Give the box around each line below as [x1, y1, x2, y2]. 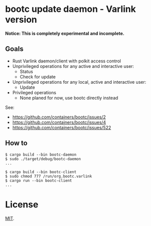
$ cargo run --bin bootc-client [5, 178, 72, 183]
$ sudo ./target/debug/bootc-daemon [5, 156, 81, 162]
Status [19, 68, 33, 74]
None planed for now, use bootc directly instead [19, 95, 118, 101]
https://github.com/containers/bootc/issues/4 [12, 119, 106, 125]
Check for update [19, 73, 56, 80]
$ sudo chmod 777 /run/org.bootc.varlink [5, 173, 92, 179]
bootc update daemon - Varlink [5, 3, 136, 15]
